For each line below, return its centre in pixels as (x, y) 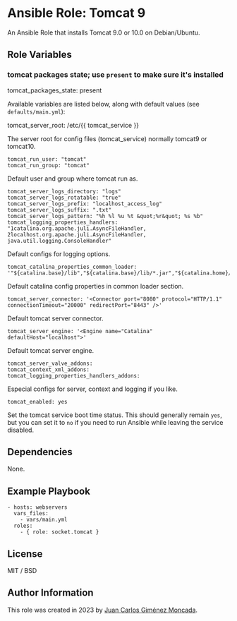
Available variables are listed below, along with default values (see (103, 104)
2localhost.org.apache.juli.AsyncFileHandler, (77, 234)
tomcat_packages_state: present (55, 90)
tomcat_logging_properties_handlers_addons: (74, 375)
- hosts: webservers (38, 507)
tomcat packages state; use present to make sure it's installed (116, 75)
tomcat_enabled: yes (38, 402)
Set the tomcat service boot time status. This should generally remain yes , (115, 415)
